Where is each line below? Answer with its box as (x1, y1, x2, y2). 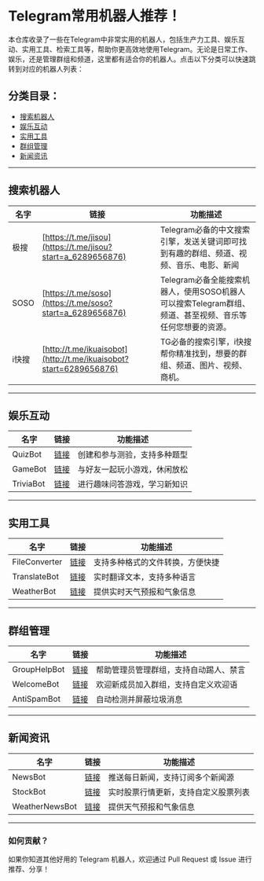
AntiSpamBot (12, 693, 61, 704)
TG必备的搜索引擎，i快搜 (159, 336, 252, 347)
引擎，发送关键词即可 (159, 236, 240, 247)
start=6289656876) (42, 363, 119, 374)
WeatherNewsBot (12, 801, 77, 812)
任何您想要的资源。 (159, 321, 232, 332)
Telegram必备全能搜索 (159, 274, 243, 285)
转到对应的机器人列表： (8, 64, 84, 73)
